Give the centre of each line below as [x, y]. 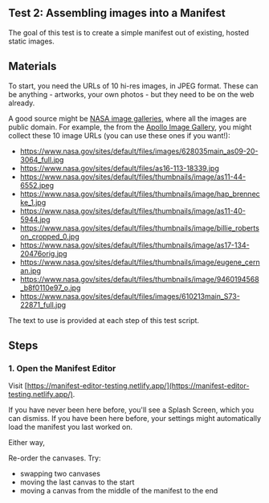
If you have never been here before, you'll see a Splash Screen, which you [131, 410]
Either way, [27, 443]
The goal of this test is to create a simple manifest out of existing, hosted [129, 32]
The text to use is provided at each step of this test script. [104, 320]
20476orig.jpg [43, 253]
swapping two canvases [60, 474]
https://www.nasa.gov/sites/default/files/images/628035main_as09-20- [139, 151]
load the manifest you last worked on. [71, 427]
